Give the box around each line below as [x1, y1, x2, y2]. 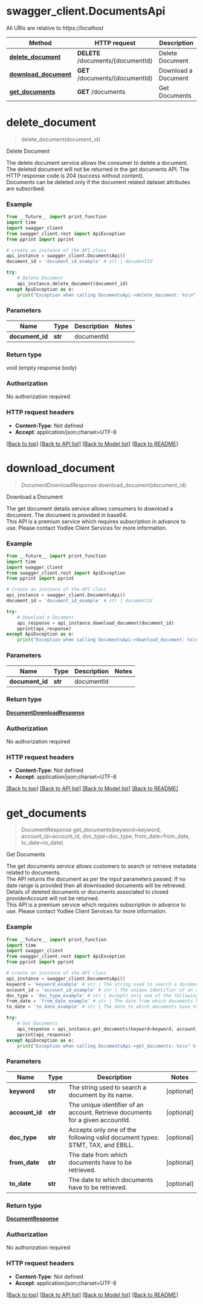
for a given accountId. [68, 1116, 131, 1124]
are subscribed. [6, 185, 45, 192]
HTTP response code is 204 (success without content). [6, 171, 144, 179]
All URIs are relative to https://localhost [6, 24, 104, 32]
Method [28, 38, 53, 47]
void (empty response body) [6, 364, 77, 371]
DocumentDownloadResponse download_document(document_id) [21, 481, 187, 488]
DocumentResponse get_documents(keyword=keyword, [21, 826, 161, 834]
